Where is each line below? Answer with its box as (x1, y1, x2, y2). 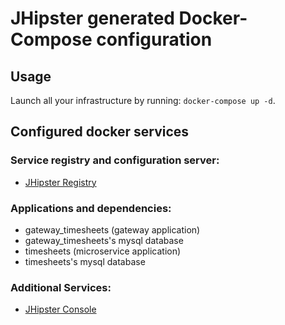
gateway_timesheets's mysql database (24, 234, 184, 246)
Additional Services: (10, 280, 112, 294)
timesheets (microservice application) (24, 245, 182, 257)
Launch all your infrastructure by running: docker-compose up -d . (10, 95, 276, 106)
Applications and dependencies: (10, 201, 172, 215)
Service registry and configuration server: (10, 153, 220, 167)
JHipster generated (10, 7, 175, 30)
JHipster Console (24, 303, 97, 316)
